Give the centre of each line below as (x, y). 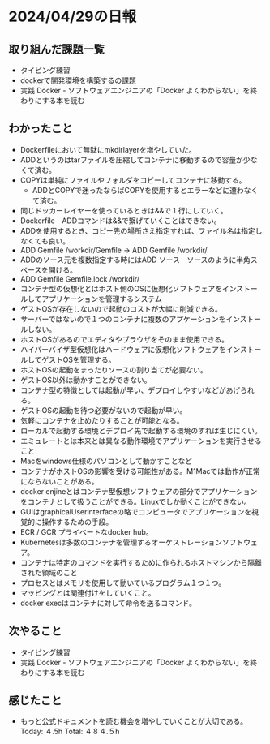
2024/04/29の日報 (73, 17)
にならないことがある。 (59, 481)
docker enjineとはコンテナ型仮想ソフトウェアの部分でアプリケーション (139, 491)
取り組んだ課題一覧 (56, 49)
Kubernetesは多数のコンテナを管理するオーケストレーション (121, 542)
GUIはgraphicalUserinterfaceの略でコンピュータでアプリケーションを (136, 511)
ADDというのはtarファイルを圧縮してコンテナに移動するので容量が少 (135, 160)
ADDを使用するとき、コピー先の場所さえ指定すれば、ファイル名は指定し (141, 230)
